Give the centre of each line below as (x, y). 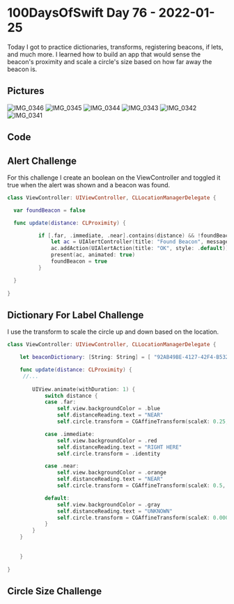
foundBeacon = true (79, 262)
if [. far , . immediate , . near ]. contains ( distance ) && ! (119, 235)
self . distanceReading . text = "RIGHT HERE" (119, 447)
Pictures (26, 91)
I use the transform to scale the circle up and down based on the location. (113, 332)
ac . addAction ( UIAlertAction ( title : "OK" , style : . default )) (140, 249)
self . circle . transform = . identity (108, 454)
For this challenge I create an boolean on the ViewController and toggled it (114, 177)
